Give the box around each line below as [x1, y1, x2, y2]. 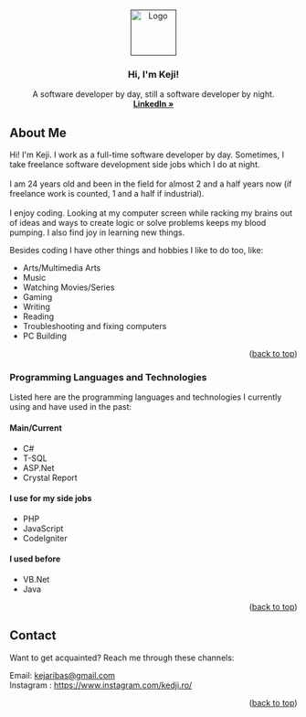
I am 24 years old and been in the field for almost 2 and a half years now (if [9, 178, 292, 189]
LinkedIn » [132, 99, 174, 110]
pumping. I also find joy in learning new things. [9, 227, 185, 238]
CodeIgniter [22, 532, 69, 543]
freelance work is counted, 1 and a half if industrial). [9, 188, 205, 199]
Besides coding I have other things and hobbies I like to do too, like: [9, 245, 264, 256]
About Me [9, 124, 67, 141]
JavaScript [22, 522, 64, 534]
